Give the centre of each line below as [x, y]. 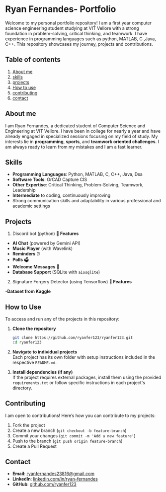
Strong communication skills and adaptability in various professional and [86, 201]
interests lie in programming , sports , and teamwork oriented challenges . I [82, 141]
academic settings [31, 206]
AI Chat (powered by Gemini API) [46, 243]
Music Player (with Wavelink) [42, 248]
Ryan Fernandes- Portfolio [61, 9]
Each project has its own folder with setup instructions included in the [84, 357]
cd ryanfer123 [27, 342]
